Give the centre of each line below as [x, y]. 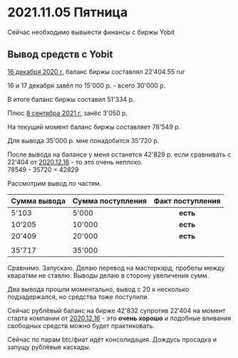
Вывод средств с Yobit [60, 54]
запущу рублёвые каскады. [49, 347]
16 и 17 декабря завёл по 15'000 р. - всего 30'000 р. [87, 85]
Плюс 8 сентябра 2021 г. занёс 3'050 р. [68, 113]
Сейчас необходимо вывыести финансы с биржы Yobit [91, 32]
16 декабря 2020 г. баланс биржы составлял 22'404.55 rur [96, 71]
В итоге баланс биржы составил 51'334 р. [71, 99]
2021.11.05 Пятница [68, 12]
